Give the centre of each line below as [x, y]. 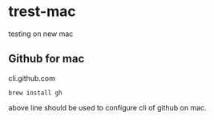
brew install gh [35, 93]
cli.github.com [32, 78]
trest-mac [42, 12]
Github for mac [46, 59]
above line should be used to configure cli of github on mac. [107, 107]
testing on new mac [41, 34]
